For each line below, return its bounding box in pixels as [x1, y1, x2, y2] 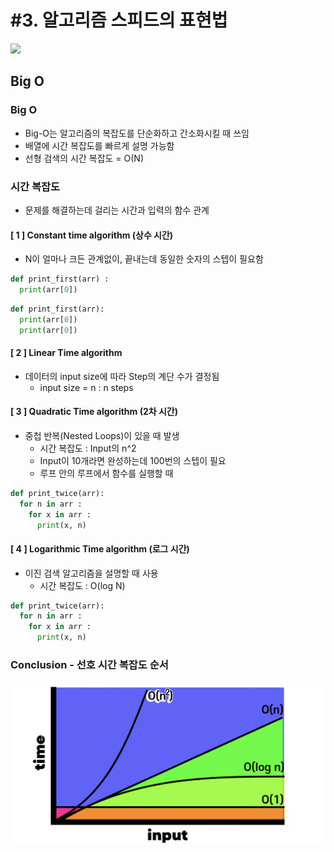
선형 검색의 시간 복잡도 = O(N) [24, 152, 145, 164]
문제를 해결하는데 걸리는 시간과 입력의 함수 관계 [24, 204, 210, 216]
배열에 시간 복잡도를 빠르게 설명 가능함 [24, 139, 175, 151]
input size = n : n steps [39, 381, 134, 393]
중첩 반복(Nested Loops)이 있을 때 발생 [24, 429, 180, 441]
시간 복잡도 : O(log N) [39, 579, 126, 591]
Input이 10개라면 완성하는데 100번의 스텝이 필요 [39, 454, 227, 466]
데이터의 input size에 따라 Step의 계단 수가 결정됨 [24, 370, 220, 382]
